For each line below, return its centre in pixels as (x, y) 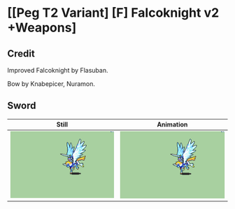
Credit (21, 53)
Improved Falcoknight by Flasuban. (58, 70)
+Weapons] (42, 28)
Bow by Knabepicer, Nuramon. (51, 84)
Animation (172, 124)
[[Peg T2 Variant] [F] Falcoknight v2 (113, 13)
